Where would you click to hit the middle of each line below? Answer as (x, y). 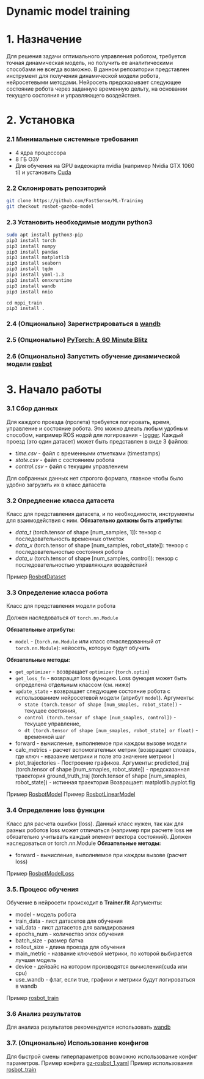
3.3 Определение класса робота (57, 593)
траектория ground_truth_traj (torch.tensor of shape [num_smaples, (101, 776)
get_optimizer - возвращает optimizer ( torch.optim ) (82, 672)
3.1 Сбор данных (32, 409)
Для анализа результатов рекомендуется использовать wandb (89, 1027)
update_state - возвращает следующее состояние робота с (93, 691)
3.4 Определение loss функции (56, 810)
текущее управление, (53, 724)
